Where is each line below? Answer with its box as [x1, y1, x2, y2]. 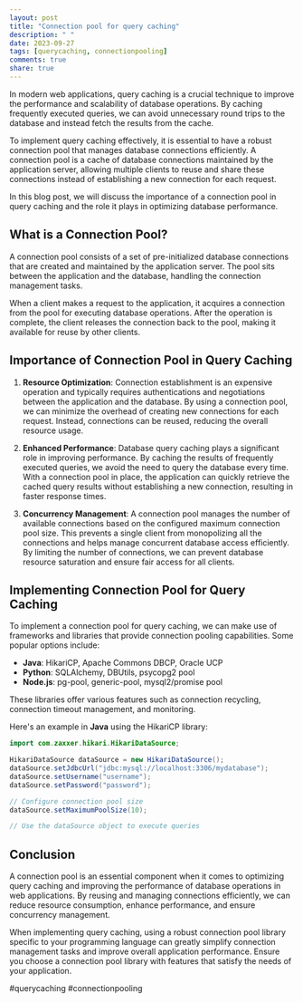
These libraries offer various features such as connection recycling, [9, 694, 261, 705]
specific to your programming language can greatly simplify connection [9, 937, 276, 948]
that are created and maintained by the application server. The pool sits [9, 260, 276, 272]
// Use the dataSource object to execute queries [9, 822, 201, 831]
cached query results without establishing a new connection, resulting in [22, 481, 294, 492]
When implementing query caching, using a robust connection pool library [9, 927, 287, 938]
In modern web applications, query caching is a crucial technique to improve [9, 88, 295, 100]
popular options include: [9, 640, 100, 651]
